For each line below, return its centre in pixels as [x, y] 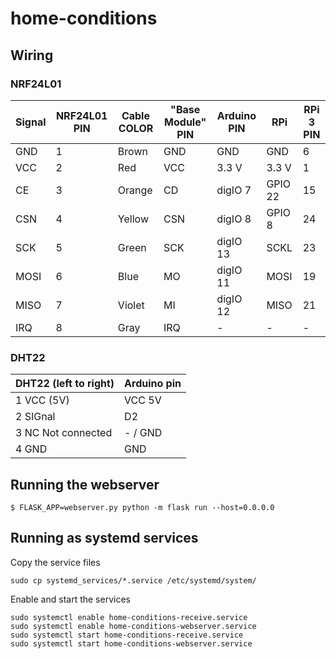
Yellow [133, 219]
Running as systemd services [104, 538]
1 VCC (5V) [42, 400]
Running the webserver [85, 484]
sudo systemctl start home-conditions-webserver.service [131, 643]
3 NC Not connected [64, 433]
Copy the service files [55, 562]
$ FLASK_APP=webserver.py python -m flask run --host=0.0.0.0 [142, 507]
